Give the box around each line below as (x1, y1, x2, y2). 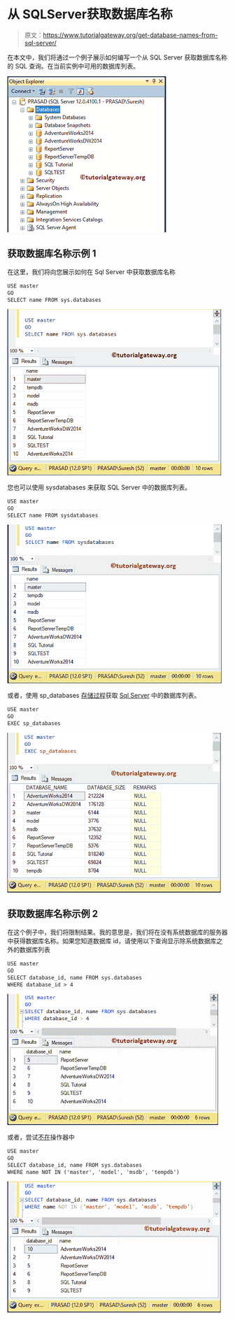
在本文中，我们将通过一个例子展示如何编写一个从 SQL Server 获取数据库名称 (7, 53, 228, 62)
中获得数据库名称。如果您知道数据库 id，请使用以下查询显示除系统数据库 (7, 936, 217, 945)
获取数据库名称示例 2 (7, 908, 99, 920)
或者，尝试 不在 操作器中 (7, 1133, 75, 1141)
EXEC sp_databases (7, 719, 61, 727)
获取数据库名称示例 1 (7, 247, 97, 259)
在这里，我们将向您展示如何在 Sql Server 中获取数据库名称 (7, 267, 176, 276)
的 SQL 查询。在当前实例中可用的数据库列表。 (7, 62, 140, 70)
